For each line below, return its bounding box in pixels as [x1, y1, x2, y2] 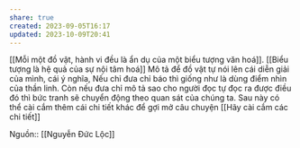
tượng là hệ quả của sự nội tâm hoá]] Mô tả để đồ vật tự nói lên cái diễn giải [9, 64, 290, 74]
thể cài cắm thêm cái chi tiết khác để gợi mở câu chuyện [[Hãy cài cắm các [9, 102, 288, 113]
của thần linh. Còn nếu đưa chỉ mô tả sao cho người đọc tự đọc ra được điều [9, 83, 292, 94]
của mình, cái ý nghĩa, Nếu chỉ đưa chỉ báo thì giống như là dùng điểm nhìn [9, 74, 287, 84]
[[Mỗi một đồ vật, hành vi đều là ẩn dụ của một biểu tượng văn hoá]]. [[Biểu [9, 55, 289, 65]
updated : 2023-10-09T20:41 [9, 30, 111, 39]
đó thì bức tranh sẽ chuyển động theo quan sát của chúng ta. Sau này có [9, 92, 280, 103]
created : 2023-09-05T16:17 [9, 22, 111, 30]
